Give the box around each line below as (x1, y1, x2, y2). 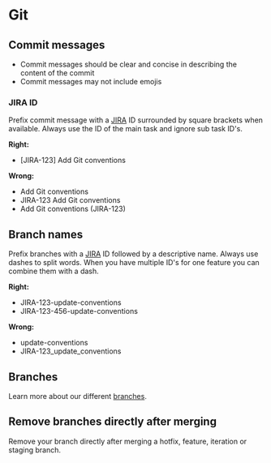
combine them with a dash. (8, 266, 99, 277)
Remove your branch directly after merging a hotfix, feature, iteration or (8, 436, 247, 446)
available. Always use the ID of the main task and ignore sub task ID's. (8, 124, 243, 134)
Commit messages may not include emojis (19, 77, 162, 86)
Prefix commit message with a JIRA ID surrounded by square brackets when (8, 115, 264, 125)
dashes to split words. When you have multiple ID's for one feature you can (8, 258, 260, 268)
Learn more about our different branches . (8, 391, 148, 401)
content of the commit (19, 68, 95, 78)
